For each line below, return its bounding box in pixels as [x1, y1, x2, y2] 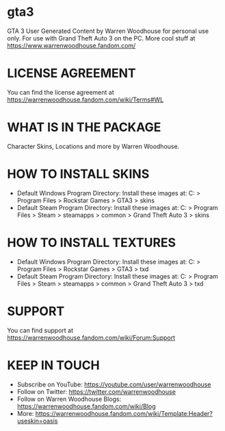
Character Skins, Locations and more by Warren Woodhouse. [7, 142, 180, 150]
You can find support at [7, 326, 74, 334]
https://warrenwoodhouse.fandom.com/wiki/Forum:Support [7, 334, 176, 342]
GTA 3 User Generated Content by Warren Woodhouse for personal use [7, 27, 209, 35]
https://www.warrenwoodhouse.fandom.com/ [7, 41, 136, 49]
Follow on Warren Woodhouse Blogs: [16, 395, 122, 403]
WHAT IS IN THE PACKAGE [7, 119, 161, 135]
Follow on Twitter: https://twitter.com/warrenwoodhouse [16, 387, 176, 395]
